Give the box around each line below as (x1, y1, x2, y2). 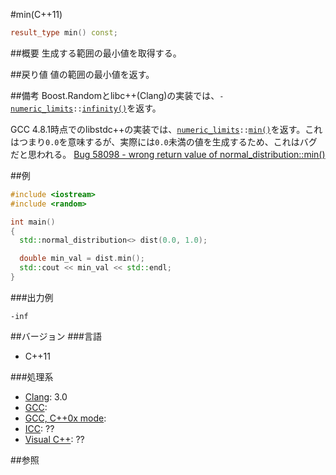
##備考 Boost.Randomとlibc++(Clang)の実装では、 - (10, 89, 225, 101)
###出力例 (10, 291, 54, 303)
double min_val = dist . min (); (19, 254, 145, 264)
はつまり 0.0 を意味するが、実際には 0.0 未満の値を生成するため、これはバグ (10, 135, 318, 148)
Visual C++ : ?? (24, 433, 85, 445)
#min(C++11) (10, 9, 63, 20)
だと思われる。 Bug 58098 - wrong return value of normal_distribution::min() (10, 148, 326, 160)
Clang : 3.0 (24, 390, 68, 403)
